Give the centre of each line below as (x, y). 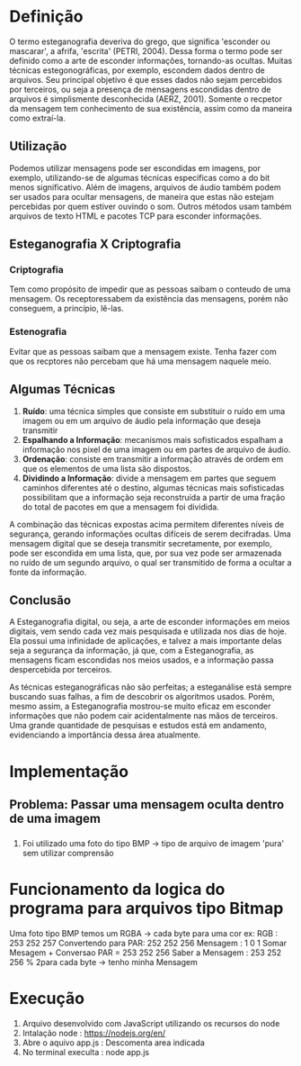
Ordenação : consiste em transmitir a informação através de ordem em (153, 459)
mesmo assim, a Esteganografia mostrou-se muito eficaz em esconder (140, 706)
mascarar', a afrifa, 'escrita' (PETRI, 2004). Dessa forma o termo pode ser (146, 50)
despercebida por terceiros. (61, 670)
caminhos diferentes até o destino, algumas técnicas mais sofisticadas (153, 487)
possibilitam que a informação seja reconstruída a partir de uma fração (154, 497)
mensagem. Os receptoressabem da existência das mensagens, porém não (149, 299)
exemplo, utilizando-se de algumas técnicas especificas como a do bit (140, 177)
